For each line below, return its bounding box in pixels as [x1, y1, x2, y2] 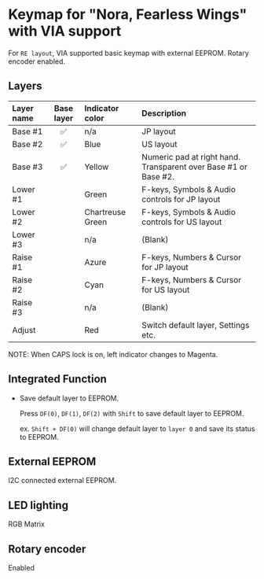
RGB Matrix [8, 519, 46, 529]
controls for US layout [141, 216, 222, 227]
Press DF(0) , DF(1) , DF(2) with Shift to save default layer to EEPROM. [19, 408, 244, 418]
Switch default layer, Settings [141, 319, 250, 330]
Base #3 [12, 161, 43, 172]
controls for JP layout [141, 194, 221, 205]
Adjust [12, 324, 36, 335]
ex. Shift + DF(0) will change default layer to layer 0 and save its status [19, 423, 255, 433]
